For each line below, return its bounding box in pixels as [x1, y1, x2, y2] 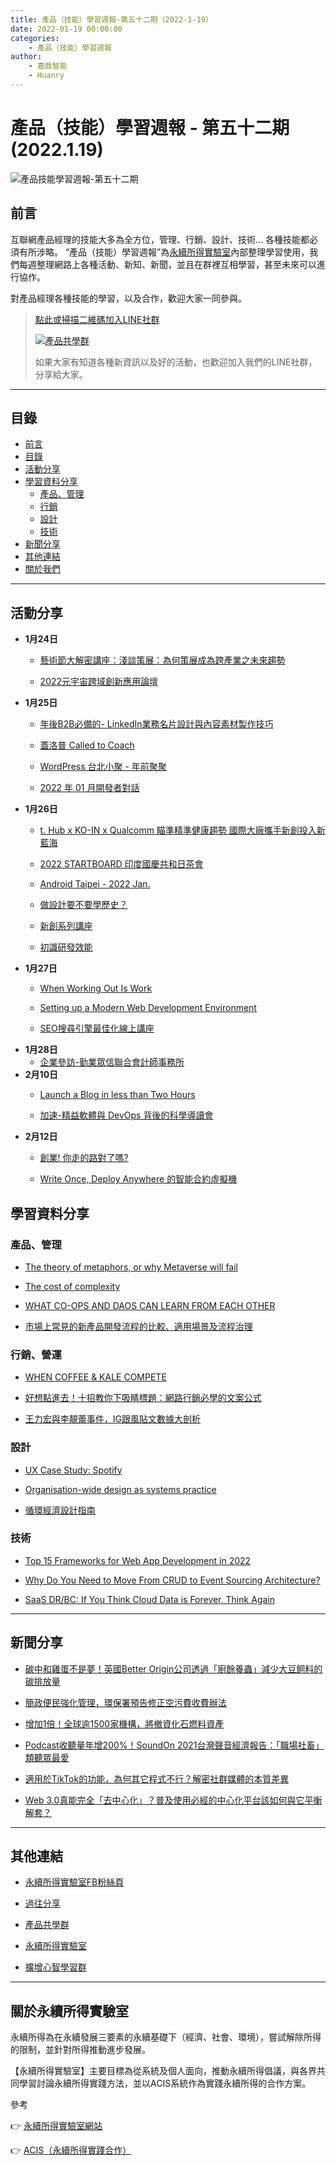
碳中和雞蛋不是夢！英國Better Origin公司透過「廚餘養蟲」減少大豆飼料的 [24, 1662, 323, 1675]
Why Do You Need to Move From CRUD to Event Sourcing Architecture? [24, 1574, 321, 1586]
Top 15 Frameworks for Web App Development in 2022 [24, 1554, 252, 1566]
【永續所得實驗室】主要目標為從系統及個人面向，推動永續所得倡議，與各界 [10, 2065, 317, 2077]
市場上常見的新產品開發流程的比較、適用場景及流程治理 [24, 1320, 253, 1332]
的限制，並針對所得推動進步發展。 [10, 2044, 151, 2056]
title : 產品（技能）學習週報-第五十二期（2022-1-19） [10, 14, 213, 25]
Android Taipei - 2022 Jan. [39, 878, 151, 890]
